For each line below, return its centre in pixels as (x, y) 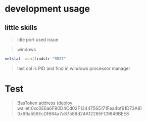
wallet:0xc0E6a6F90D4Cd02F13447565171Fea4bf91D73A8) (80, 108)
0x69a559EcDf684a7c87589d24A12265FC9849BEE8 (73, 113)
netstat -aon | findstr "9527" (35, 59)
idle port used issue (38, 39)
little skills (21, 28)
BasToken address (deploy (45, 103)
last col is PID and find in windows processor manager (74, 68)
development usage (47, 9)
